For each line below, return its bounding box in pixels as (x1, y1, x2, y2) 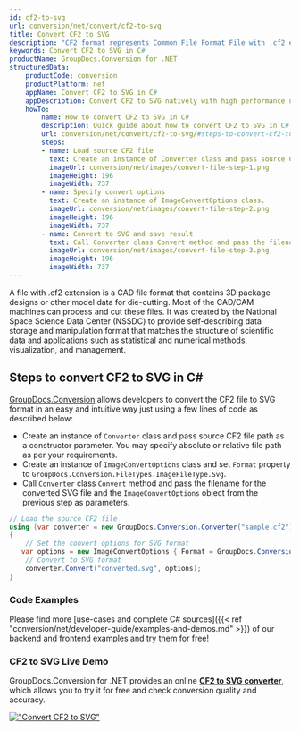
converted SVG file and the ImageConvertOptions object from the (21, 487, 259, 497)
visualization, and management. (9, 344, 127, 354)
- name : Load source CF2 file (41, 146, 154, 155)
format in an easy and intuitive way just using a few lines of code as (9, 404, 259, 414)
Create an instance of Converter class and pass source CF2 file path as (21, 430, 285, 441)
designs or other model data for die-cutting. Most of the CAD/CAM (9, 296, 254, 307)
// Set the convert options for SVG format (25, 539, 190, 548)
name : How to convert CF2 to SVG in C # (41, 113, 190, 122)
